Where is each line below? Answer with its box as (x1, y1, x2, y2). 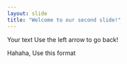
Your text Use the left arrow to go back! (7, 35, 119, 43)
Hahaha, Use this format (7, 49, 76, 57)
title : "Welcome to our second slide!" (7, 17, 122, 23)
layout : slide (7, 10, 48, 17)
